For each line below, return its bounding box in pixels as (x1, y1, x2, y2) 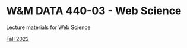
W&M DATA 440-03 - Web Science (6, 4, 182, 18)
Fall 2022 (6, 35, 29, 42)
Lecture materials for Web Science (6, 24, 91, 31)
